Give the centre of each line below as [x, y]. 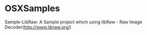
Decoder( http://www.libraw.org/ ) [38, 27]
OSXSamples [32, 9]
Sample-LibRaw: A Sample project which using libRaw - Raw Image [73, 22]
